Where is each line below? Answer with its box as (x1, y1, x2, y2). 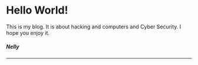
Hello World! (6, 4, 68, 17)
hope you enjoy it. (6, 29, 50, 36)
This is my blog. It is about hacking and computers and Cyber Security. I (6, 23, 181, 30)
